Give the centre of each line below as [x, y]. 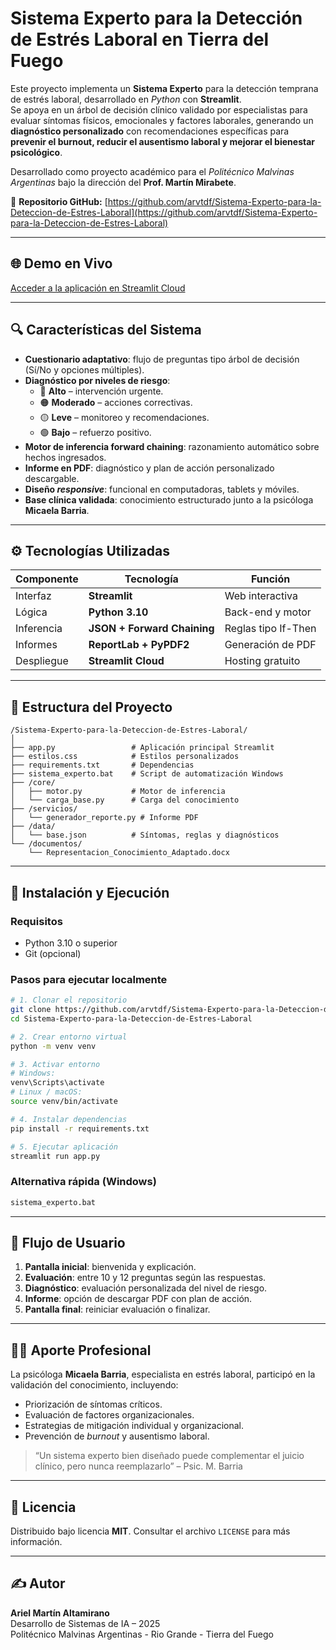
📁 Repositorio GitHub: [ [59, 201]
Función [270, 579]
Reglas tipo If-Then [270, 629]
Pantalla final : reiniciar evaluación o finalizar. [117, 1309]
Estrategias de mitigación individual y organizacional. [134, 1426]
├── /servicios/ [44, 809]
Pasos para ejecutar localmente [89, 979]
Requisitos [36, 921]
